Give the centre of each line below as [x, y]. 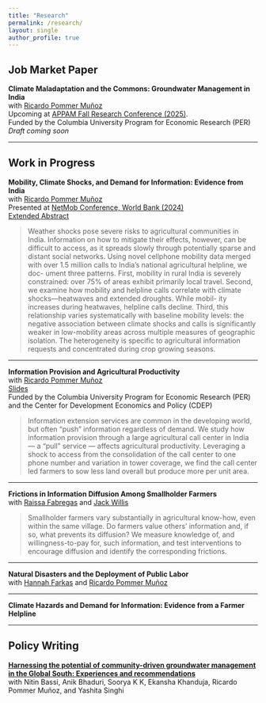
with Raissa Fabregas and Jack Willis [68, 502]
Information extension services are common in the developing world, [139, 420]
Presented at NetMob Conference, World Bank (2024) [96, 207]
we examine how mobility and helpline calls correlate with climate [134, 290]
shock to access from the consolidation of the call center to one [132, 454]
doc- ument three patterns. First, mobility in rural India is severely [134, 273]
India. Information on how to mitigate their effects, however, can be [137, 239]
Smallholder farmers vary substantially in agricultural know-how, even [141, 517]
